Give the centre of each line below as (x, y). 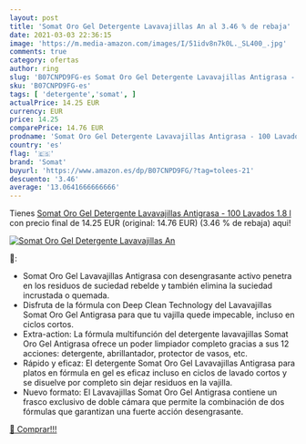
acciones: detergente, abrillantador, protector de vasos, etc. (135, 354)
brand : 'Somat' (38, 162)
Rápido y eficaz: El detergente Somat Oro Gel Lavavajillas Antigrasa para (159, 363)
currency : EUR (36, 111)
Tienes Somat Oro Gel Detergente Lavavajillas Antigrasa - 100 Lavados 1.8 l (150, 213)
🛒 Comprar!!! (33, 429)
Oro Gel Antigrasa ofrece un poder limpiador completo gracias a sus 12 (156, 344)
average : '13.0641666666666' (65, 188)
